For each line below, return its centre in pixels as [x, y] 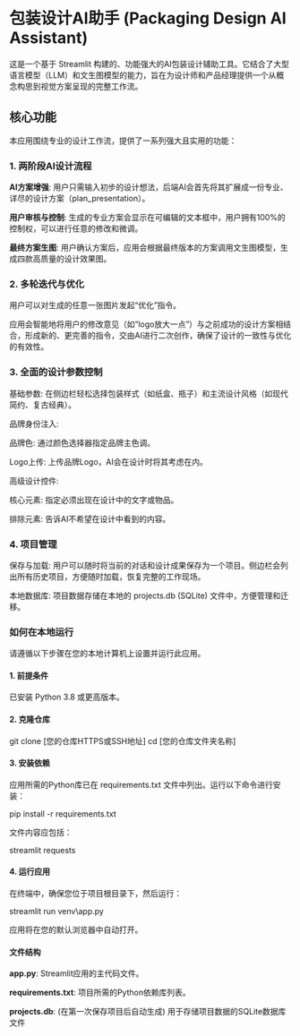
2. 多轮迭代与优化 [47, 284]
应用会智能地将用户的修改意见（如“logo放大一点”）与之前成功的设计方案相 [146, 324]
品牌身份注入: [34, 424]
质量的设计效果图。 [76, 259]
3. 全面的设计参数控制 [56, 372]
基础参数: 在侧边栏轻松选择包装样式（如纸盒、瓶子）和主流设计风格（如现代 [149, 393]
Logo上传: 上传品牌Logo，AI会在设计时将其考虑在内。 [108, 461]
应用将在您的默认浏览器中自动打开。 [76, 930]
